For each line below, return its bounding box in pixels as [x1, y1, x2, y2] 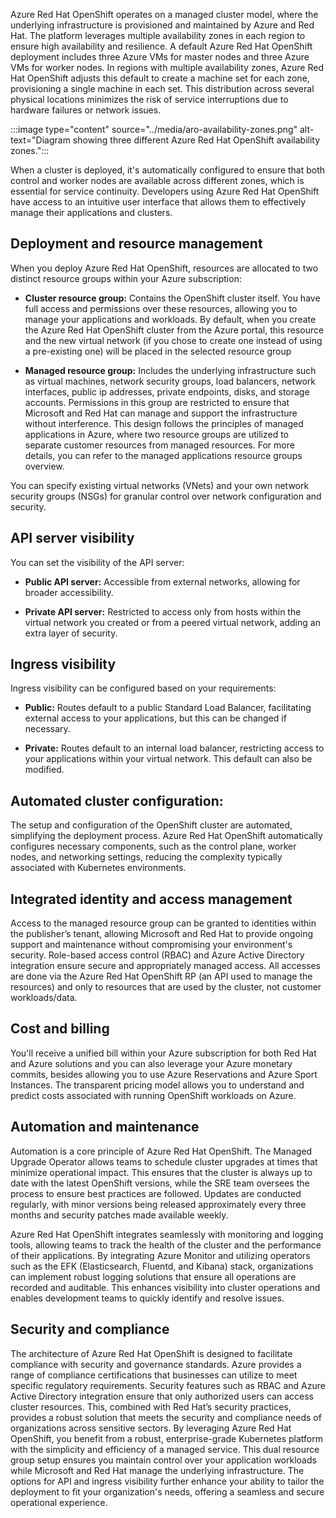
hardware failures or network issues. [10, 104, 162, 116]
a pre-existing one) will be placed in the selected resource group [24, 345, 292, 357]
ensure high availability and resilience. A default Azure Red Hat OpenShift [10, 40, 313, 52]
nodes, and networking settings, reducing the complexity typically [10, 851, 283, 863]
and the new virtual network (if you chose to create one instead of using [24, 334, 323, 346]
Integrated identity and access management [10, 890, 293, 908]
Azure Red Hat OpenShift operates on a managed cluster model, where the [10, 9, 319, 20]
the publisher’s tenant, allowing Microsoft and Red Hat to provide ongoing [10, 928, 314, 940]
